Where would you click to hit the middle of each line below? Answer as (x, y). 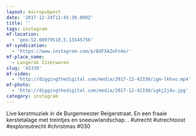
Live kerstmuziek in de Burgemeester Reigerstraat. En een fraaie (87, 113)
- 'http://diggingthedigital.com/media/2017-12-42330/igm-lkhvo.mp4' (101, 79)
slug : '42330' (24, 68)
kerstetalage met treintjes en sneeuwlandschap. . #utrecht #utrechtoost (96, 120)
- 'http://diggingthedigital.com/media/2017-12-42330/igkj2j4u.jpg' (100, 91)
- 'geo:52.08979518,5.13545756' (53, 40)
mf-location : (23, 34)
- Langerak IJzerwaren (40, 62)
